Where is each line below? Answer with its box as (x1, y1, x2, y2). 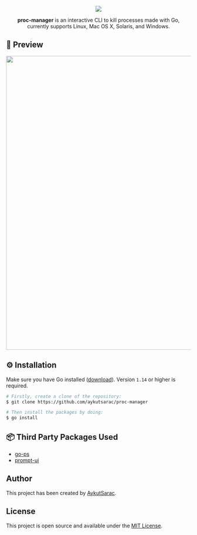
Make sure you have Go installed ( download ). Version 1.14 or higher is (6, 376, 176, 383)
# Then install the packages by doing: (6, 409, 104, 416)
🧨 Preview (6, 40, 43, 50)
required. (6, 382, 28, 389)
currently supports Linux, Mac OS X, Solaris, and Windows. (27, 23, 170, 29)
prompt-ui (14, 456, 39, 464)
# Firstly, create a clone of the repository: (6, 393, 122, 399)
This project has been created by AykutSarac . (6, 489, 117, 496)
